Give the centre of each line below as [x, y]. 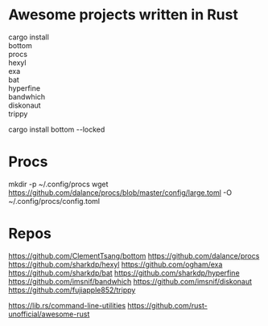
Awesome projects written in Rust [124, 15]
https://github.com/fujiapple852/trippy [72, 290]
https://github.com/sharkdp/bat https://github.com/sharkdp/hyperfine [124, 273]
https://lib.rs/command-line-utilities [67, 305]
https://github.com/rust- [167, 305]
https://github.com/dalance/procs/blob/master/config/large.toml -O [120, 192]
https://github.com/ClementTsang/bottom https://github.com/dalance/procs [134, 255]
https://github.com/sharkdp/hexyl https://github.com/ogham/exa [115, 264]
